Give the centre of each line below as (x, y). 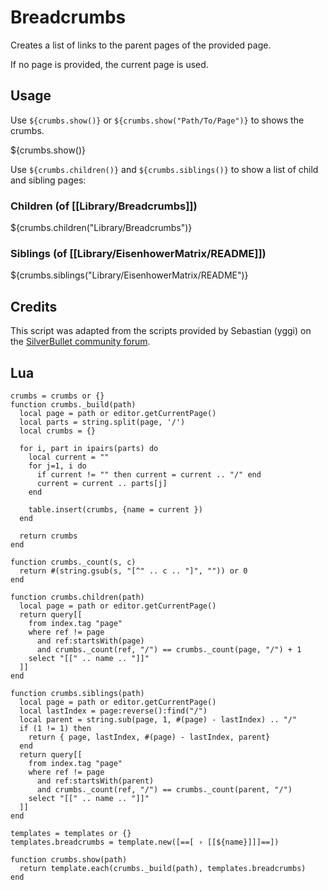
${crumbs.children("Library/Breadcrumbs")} (101, 228)
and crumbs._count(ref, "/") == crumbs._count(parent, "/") (164, 789)
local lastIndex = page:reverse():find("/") (113, 711)
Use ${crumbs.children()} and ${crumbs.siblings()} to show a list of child (164, 169)
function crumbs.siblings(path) (77, 693)
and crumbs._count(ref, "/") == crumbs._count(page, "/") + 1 (169, 649)
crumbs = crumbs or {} (57, 396)
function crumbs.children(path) (77, 597)
